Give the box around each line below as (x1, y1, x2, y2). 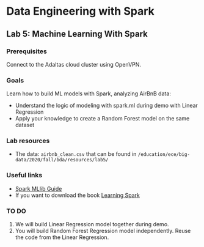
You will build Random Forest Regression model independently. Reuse (15, 227, 191, 235)
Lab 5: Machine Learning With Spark (6, 29, 148, 39)
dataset (15, 121, 35, 129)
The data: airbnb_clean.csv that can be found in (15, 150, 137, 158)
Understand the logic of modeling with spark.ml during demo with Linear (15, 102, 199, 109)
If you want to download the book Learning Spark (15, 191, 140, 199)
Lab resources (6, 136, 50, 145)
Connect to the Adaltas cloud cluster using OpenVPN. (6, 61, 142, 68)
